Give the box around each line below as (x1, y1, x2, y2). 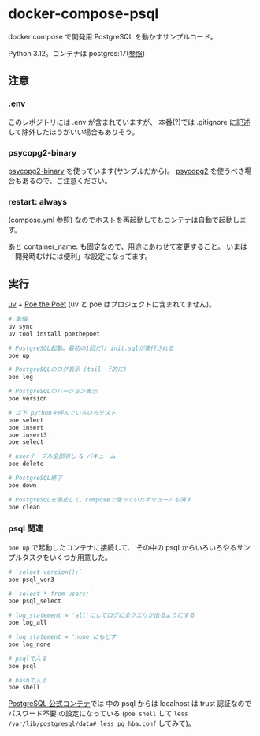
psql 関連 (8, 523, 43, 534)
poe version (8, 395, 47, 403)
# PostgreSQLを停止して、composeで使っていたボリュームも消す (8, 495, 191, 504)
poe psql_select (8, 597, 61, 605)
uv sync (8, 322, 34, 330)
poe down (8, 481, 37, 490)
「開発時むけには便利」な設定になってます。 (8, 252, 152, 261)
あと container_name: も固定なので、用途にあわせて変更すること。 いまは (8, 242, 247, 251)
